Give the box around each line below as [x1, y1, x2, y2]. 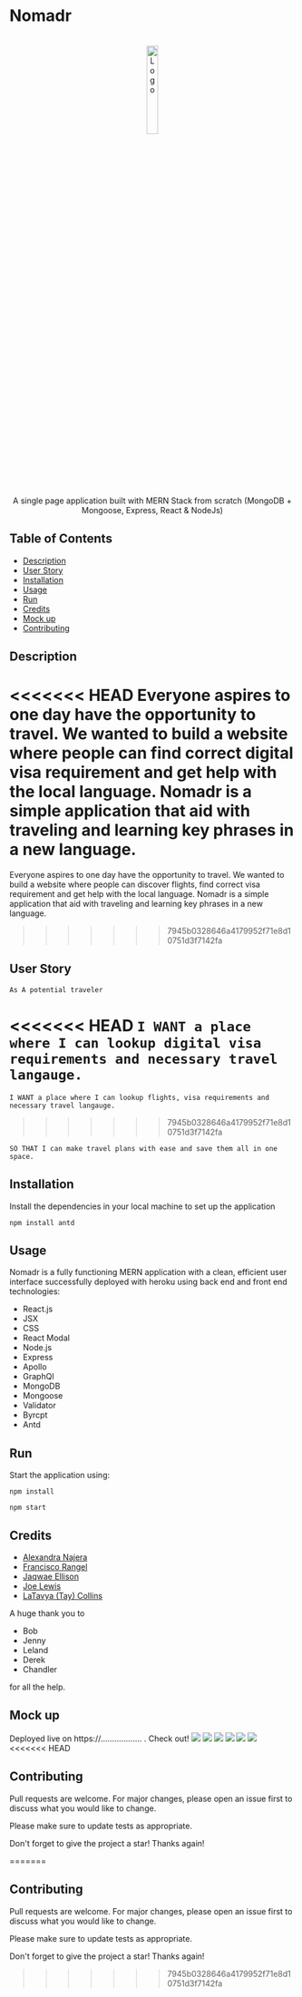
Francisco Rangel [22, 1562, 88, 1573]
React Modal [22, 1332, 71, 1343]
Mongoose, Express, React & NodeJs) [81, 504, 224, 515]
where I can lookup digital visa [9, 1035, 262, 1052]
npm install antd [9, 1218, 75, 1227]
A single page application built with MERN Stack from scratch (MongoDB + [13, 495, 292, 506]
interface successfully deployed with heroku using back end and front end [9, 1276, 287, 1288]
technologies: [9, 1286, 61, 1297]
